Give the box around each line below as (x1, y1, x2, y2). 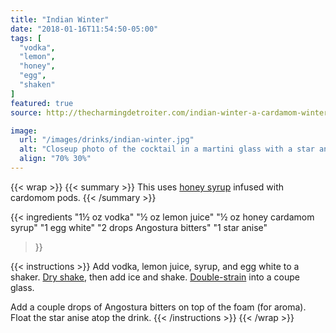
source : (10, 107, 43, 118)
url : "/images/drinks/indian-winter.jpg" (19, 135, 195, 145)
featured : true (10, 98, 74, 108)
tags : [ (10, 33, 43, 43)
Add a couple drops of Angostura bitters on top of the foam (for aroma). (10, 301, 307, 313)
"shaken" (19, 80, 56, 90)
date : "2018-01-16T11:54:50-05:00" (10, 24, 159, 34)
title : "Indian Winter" (10, 14, 110, 25)
